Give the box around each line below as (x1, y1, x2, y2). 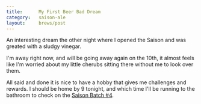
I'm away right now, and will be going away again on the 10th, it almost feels (6, 55, 194, 62)
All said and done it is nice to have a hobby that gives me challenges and (6, 79, 187, 86)
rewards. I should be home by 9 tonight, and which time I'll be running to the (6, 85, 196, 93)
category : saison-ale (6, 14, 66, 20)
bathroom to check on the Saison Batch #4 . (6, 91, 114, 99)
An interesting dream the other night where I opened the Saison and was (6, 37, 187, 44)
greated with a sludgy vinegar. (6, 43, 81, 50)
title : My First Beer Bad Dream (6, 8, 101, 15)
